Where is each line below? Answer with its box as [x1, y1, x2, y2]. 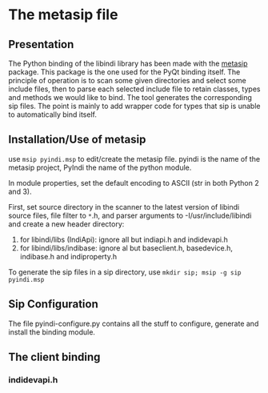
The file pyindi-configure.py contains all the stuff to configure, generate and [8, 319, 259, 328]
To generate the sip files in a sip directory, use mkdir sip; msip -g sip [8, 267, 242, 277]
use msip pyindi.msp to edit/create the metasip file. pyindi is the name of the [8, 154, 261, 163]
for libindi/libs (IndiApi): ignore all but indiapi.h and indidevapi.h [19, 235, 228, 244]
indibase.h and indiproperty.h [19, 251, 118, 261]
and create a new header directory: [8, 219, 125, 229]
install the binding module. [8, 327, 96, 337]
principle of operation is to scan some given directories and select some [8, 76, 246, 85]
